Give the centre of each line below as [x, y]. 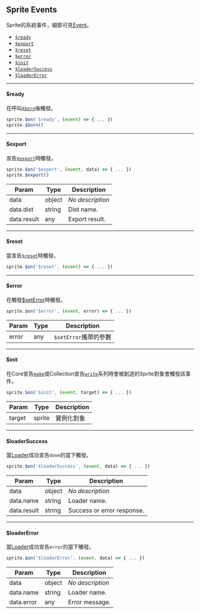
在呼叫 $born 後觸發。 [31, 108]
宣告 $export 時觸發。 [31, 158]
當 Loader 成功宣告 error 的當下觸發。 [50, 547]
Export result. [87, 219]
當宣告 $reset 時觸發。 [32, 255]
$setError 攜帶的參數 [83, 337]
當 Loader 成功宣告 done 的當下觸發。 [49, 455]
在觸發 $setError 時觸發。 [36, 300]
